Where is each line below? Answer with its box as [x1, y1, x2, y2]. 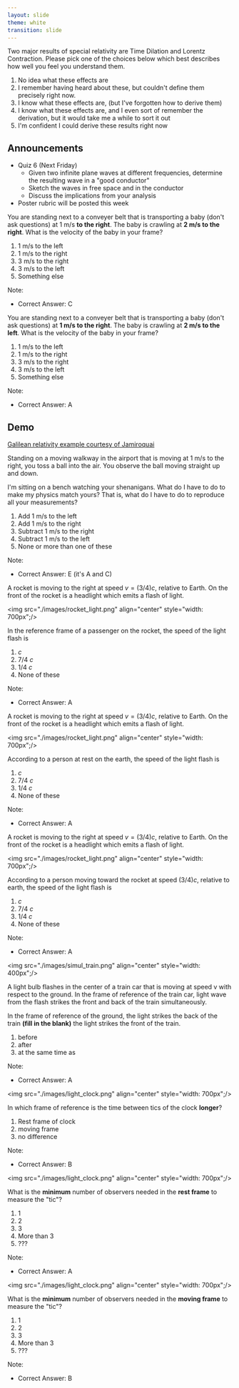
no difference [17, 1133, 58, 1140]
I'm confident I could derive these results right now [17, 121, 168, 130]
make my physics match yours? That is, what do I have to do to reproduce [7, 491, 225, 499]
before [17, 1033, 38, 1041]
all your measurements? [7, 498, 78, 506]
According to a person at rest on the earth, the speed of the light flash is [7, 755, 220, 763]
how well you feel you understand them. [7, 62, 126, 71]
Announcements [7, 142, 83, 154]
